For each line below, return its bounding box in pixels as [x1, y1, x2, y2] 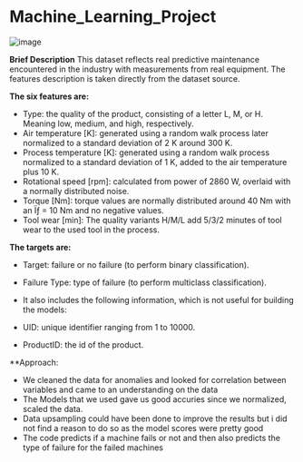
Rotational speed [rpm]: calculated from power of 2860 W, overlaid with [22, 175, 291, 187]
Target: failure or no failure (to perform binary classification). [22, 259, 249, 270]
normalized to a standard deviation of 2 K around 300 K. [22, 137, 233, 148]
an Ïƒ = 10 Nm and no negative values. [22, 204, 165, 215]
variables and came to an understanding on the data [22, 384, 219, 395]
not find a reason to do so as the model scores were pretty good [22, 422, 264, 433]
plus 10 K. [22, 166, 60, 177]
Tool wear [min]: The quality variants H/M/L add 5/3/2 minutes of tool [22, 214, 283, 225]
